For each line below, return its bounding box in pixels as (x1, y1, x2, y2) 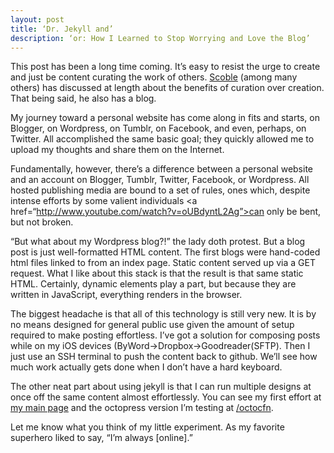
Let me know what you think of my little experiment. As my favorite (10, 421, 285, 433)
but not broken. (10, 216, 74, 228)
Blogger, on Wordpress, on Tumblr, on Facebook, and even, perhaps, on (10, 122, 307, 135)
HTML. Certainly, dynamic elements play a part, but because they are (10, 278, 297, 290)
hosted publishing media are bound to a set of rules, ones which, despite (10, 184, 311, 196)
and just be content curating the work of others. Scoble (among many (10, 71, 298, 83)
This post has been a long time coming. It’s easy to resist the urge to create (10, 61, 321, 73)
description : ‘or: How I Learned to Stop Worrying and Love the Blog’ (10, 33, 311, 43)
